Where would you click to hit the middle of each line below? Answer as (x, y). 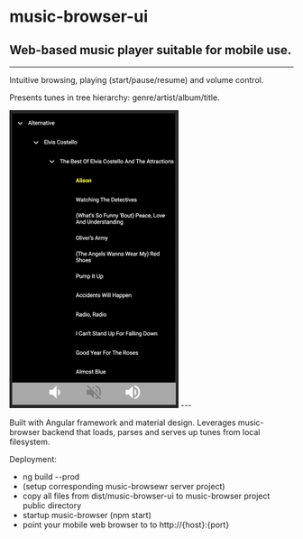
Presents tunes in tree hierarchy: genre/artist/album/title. (115, 98)
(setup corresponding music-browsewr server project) (124, 486)
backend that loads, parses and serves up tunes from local (151, 432)
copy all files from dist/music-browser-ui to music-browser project (146, 496)
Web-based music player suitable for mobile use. (151, 50)
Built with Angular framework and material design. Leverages (123, 423)
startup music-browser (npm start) (87, 515)
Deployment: (33, 459)
